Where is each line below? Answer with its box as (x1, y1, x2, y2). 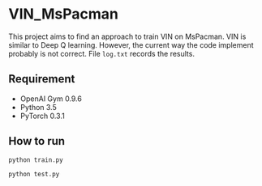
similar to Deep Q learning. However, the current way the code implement (8, 40, 254, 49)
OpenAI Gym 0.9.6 (19, 94, 83, 104)
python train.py (8, 155, 63, 164)
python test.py (8, 170, 60, 178)
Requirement (8, 72, 75, 86)
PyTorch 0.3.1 (19, 111, 65, 120)
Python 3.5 (19, 102, 57, 112)
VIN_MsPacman (8, 5, 119, 23)
